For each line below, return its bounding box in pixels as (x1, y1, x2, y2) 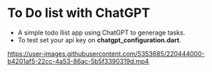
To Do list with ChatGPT (7, 5, 151, 21)
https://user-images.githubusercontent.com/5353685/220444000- (7, 49, 205, 58)
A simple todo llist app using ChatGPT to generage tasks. (17, 28, 186, 37)
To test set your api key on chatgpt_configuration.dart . (17, 35, 181, 44)
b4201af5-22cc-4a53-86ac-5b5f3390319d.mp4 (7, 56, 149, 65)
